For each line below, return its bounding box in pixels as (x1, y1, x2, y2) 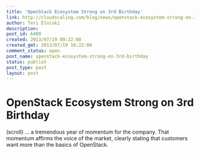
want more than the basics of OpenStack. (6, 141, 109, 149)
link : (6, 14, 20, 20)
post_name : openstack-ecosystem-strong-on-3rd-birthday (6, 53, 148, 59)
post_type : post (6, 64, 47, 71)
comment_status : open (6, 48, 60, 54)
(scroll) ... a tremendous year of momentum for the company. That (6, 128, 169, 135)
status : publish (6, 59, 47, 65)
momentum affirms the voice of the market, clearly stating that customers (6, 135, 188, 142)
